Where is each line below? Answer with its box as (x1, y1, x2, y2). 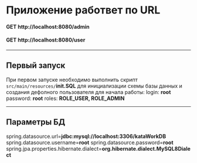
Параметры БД (6, 117, 66, 127)
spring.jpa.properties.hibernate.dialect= (6, 145, 103, 152)
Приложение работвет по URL (6, 4, 161, 17)
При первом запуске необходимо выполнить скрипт (6, 76, 138, 83)
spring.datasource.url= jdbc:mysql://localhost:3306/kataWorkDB (6, 133, 166, 140)
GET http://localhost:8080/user (6, 36, 86, 44)
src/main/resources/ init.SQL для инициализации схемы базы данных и (6, 82, 183, 89)
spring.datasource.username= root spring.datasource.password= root (6, 138, 174, 146)
